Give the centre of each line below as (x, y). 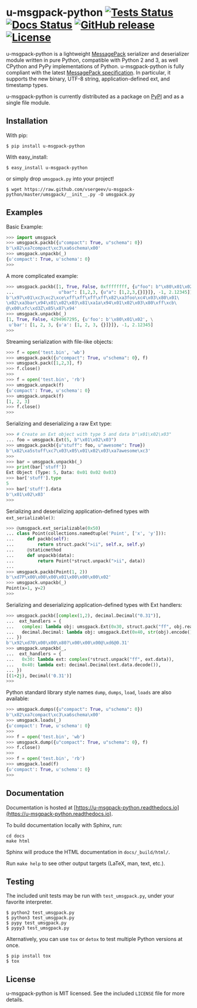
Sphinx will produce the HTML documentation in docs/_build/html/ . (88, 852)
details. (15, 1000)
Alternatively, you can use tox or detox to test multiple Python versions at (94, 939)
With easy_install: (27, 157)
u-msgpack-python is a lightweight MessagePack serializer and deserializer (98, 53)
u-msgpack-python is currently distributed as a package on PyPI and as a (95, 96)
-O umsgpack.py (116, 194)
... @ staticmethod (34, 550)
